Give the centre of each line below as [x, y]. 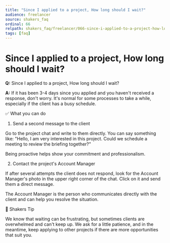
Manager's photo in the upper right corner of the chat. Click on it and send [83, 179]
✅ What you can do [26, 113]
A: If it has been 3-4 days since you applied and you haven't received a [80, 93]
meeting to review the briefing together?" [48, 144]
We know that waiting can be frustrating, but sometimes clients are [75, 219]
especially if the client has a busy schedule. [51, 104]
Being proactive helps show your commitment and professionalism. [75, 154]
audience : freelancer [28, 15]
